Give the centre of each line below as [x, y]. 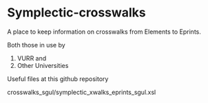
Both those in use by [36, 45]
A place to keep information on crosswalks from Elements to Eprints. [104, 32]
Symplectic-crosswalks [76, 13]
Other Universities [43, 65]
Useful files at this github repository [58, 79]
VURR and [32, 58]
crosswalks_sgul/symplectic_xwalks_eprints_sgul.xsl [82, 92]
